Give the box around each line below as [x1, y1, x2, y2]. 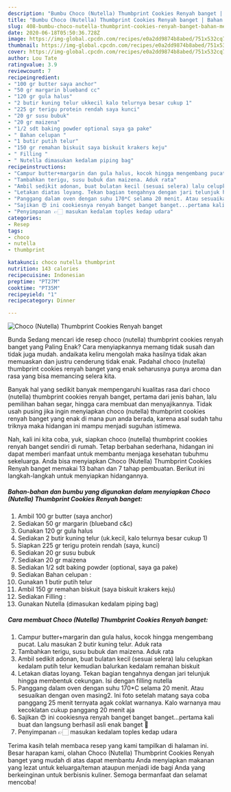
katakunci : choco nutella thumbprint [8, 259, 116, 266]
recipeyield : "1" [8, 291, 58, 298]
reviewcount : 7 [8, 67, 51, 74]
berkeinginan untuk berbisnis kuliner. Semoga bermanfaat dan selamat [8, 771, 208, 779]
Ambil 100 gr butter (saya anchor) [17, 512, 113, 520]
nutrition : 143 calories [8, 265, 79, 272]
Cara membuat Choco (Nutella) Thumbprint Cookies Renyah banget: [8, 615, 208, 624]
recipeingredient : [8, 74, 60, 81]
